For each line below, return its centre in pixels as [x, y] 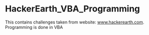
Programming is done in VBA [34, 27]
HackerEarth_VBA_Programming [73, 9]
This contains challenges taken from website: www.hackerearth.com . [75, 22]
